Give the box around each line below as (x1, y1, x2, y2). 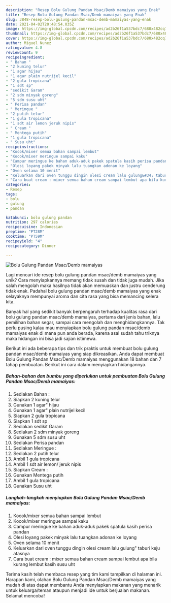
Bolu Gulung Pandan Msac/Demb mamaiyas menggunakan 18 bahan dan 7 (6, 356, 162, 362)
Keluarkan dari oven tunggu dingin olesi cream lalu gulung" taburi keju (13, 545, 160, 551)
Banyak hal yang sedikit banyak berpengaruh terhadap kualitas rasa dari (6, 308, 157, 314)
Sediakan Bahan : (13, 391, 50, 397)
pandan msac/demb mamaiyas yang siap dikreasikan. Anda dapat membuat (6, 351, 164, 357)
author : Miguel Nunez (6, 41, 52, 46)
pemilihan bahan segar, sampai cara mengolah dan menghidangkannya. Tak (6, 319, 165, 325)
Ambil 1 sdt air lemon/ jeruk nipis (13, 461, 81, 467)
